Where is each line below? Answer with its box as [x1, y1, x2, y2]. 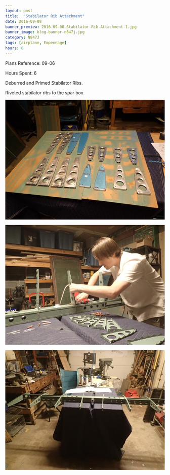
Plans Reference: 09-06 [5, 60, 55, 66]
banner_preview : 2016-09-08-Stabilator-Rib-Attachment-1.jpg [5, 24, 137, 29]
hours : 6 [5, 46, 24, 51]
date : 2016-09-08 [5, 19, 42, 24]
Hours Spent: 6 [5, 70, 37, 76]
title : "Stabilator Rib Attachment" [5, 13, 85, 19]
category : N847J [5, 35, 39, 40]
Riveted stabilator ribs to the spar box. [5, 89, 85, 96]
